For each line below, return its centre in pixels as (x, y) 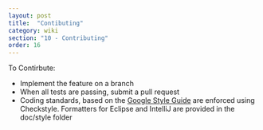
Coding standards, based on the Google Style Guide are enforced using (137, 100)
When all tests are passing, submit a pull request (100, 92)
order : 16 (25, 45)
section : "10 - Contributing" (59, 38)
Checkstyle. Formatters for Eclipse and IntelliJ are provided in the (127, 109)
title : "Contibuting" (46, 23)
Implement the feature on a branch (77, 84)
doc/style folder (46, 117)
